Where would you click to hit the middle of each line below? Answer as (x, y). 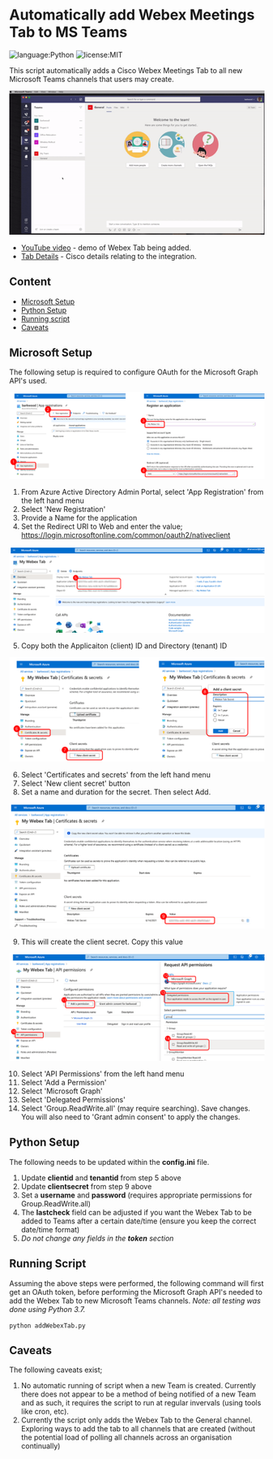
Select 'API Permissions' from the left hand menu (102, 1073)
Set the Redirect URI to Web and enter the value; (102, 526)
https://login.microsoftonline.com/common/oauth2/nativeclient (126, 535)
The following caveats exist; (56, 1370)
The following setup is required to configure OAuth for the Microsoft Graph (134, 372)
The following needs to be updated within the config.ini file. (109, 1162)
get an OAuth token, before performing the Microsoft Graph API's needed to (136, 1292)
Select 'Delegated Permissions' (73, 1099)
